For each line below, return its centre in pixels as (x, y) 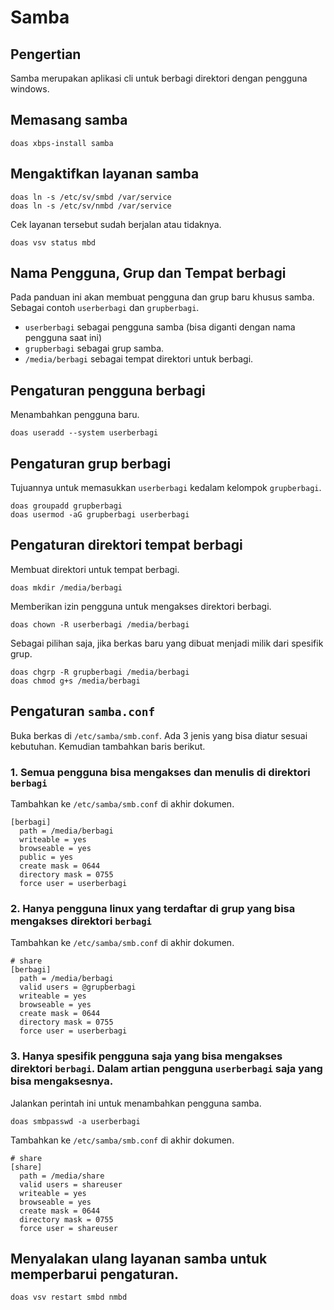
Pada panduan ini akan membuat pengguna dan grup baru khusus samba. (162, 297)
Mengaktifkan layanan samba (105, 174)
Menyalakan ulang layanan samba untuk (139, 1258)
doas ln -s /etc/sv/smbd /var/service (91, 197)
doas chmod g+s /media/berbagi (75, 681)
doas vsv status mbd (53, 242)
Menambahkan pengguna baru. (75, 415)
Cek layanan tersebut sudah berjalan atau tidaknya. (116, 224)
